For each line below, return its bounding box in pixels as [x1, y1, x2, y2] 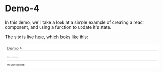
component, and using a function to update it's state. [5, 24, 112, 30]
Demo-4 [5, 3, 40, 14]
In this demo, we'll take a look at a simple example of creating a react [5, 19, 144, 25]
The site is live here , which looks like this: [5, 34, 89, 40]
